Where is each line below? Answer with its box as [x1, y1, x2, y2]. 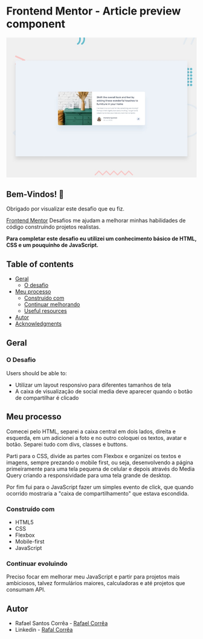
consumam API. [6, 586, 46, 594]
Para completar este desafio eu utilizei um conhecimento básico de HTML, [6, 235, 197, 243]
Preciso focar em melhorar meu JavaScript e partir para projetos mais [6, 573, 180, 580]
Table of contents [6, 259, 74, 269]
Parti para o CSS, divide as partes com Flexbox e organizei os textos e [6, 452, 181, 459]
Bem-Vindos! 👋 [6, 189, 65, 199]
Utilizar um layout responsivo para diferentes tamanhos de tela [14, 381, 171, 388]
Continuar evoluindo [6, 559, 68, 568]
